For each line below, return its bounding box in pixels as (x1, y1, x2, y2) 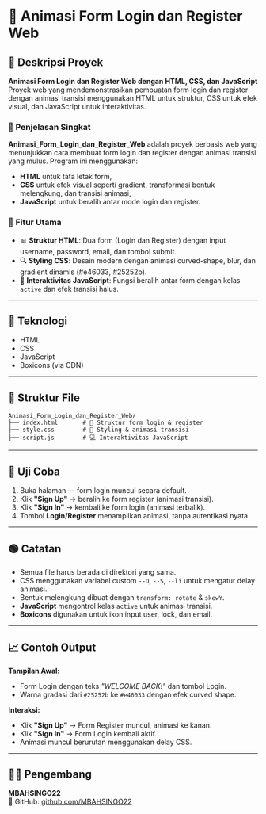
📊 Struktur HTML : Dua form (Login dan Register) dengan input (19, 235, 226, 245)
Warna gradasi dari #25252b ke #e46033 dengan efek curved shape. (19, 690, 237, 699)
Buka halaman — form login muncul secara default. (19, 486, 188, 495)
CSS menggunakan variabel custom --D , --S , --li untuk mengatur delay (19, 575, 256, 585)
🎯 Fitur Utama (8, 217, 62, 228)
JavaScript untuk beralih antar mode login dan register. (19, 197, 201, 207)
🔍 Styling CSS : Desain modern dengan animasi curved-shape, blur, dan (19, 255, 256, 265)
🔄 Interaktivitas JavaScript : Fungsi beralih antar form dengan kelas (19, 275, 241, 285)
